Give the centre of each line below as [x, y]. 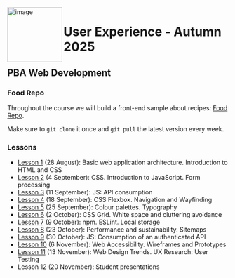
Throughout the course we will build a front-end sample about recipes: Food [117, 107]
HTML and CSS [40, 170]
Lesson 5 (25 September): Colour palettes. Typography [97, 207]
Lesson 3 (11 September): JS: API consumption [85, 192]
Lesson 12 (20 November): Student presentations [88, 267]
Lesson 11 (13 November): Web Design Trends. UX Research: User [113, 252]
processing [34, 185]
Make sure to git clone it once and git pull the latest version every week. [116, 128]
